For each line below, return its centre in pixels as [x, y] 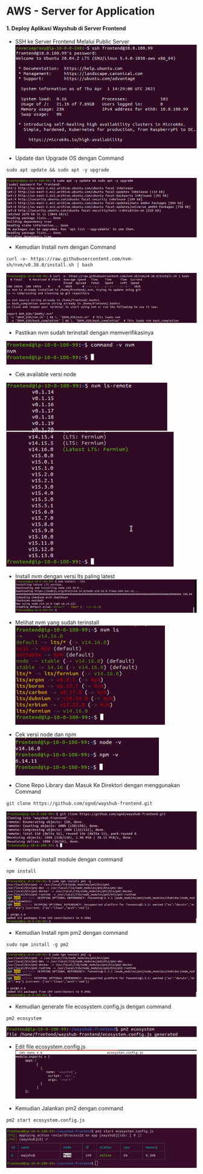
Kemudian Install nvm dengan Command [65, 247]
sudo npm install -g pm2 [37, 945]
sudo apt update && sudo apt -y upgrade [58, 170]
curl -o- [17, 259]
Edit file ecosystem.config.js [50, 1047]
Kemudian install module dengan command [69, 859]
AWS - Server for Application [81, 11]
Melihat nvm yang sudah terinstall [57, 622]
